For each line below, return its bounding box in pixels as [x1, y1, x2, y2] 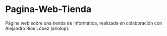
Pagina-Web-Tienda [5, 3, 92, 15]
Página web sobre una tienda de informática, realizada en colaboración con [5, 20, 162, 26]
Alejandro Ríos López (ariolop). [5, 25, 70, 31]
